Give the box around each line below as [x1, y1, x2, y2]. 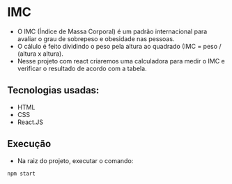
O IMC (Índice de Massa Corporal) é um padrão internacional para [17, 27, 208, 36]
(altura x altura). [17, 49, 64, 58]
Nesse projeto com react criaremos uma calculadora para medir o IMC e [17, 56, 225, 65]
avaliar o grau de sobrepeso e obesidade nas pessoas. [17, 34, 175, 43]
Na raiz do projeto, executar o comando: [17, 156, 134, 164]
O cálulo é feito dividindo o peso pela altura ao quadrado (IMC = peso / [17, 42, 222, 50]
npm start [7, 170, 36, 177]
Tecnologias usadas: [7, 84, 100, 96]
